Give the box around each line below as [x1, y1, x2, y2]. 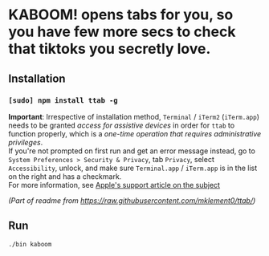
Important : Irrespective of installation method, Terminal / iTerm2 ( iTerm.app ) [8, 112, 259, 121]
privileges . [8, 137, 43, 147]
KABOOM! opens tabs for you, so [8, 6, 234, 24]
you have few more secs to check [8, 22, 236, 41]
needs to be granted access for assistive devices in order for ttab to [8, 120, 235, 130]
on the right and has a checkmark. [8, 171, 122, 181]
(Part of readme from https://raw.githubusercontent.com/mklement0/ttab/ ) [8, 195, 256, 205]
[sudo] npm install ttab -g [8, 95, 118, 105]
